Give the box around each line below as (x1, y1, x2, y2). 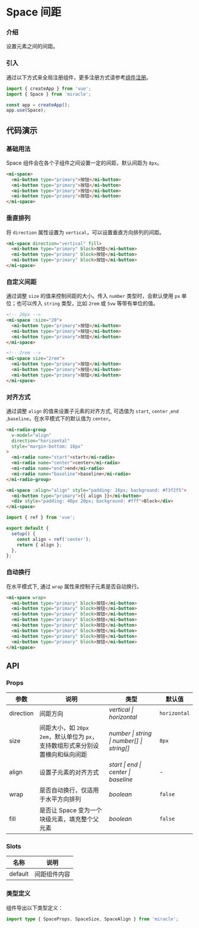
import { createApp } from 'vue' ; (6, 86, 92, 92)
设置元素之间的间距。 (6, 43, 58, 50)
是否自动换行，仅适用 (39, 786, 99, 794)
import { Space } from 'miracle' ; (6, 91, 92, 97)
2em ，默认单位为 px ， (39, 732, 98, 741)
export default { (6, 526, 49, 531)
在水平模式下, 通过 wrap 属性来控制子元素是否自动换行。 (6, 583, 142, 590)
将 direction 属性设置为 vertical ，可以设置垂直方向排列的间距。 (6, 228, 165, 235)
